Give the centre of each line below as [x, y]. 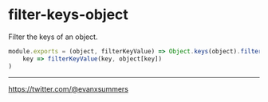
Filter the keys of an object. [53, 37]
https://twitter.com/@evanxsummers [69, 88]
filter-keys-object [69, 15]
